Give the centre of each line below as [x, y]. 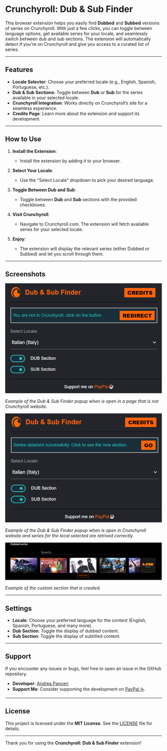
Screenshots [25, 274]
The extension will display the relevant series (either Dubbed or [84, 249]
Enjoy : [19, 239]
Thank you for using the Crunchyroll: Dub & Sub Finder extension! [73, 743]
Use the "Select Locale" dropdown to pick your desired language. [87, 180]
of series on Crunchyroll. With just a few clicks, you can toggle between [79, 28]
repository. [16, 674]
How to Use [23, 139]
